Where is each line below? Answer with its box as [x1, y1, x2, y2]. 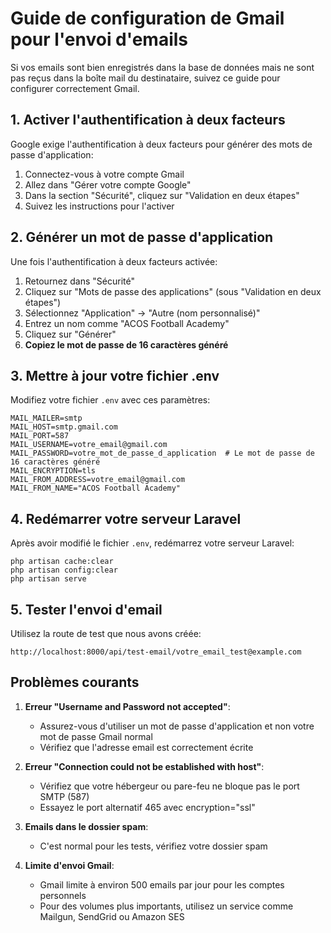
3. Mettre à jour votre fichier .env [10, 367, 220, 384]
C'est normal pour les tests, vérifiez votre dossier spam [39, 840, 268, 852]
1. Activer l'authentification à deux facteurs [10, 112, 286, 129]
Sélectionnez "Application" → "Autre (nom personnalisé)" [24, 307, 261, 319]
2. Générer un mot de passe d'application [10, 229, 274, 246]
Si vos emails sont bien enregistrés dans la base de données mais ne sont [10, 61, 315, 73]
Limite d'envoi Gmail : [24, 859, 115, 871]
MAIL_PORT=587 [10, 431, 70, 441]
